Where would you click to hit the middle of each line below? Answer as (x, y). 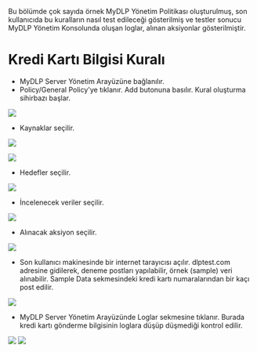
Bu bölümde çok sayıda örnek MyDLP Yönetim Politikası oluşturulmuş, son (128, 11)
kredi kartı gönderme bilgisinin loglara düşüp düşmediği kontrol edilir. (131, 325)
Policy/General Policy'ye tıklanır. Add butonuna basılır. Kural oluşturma (132, 89)
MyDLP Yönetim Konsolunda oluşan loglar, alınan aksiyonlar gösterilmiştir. (127, 28)
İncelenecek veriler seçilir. (62, 202)
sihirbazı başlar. (45, 98)
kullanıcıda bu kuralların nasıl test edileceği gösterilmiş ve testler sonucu (125, 20)
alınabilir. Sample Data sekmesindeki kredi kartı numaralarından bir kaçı (134, 278)
